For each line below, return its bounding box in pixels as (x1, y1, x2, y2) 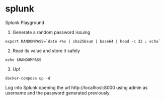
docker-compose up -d (5, 75, 51, 80)
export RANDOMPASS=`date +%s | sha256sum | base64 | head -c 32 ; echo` (5, 38, 161, 44)
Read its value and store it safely (12, 47, 80, 53)
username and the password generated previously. (5, 89, 111, 95)
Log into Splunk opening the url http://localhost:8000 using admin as (5, 84, 148, 90)
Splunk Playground (5, 19, 44, 25)
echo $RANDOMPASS (5, 57, 42, 62)
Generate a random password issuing (12, 29, 91, 35)
